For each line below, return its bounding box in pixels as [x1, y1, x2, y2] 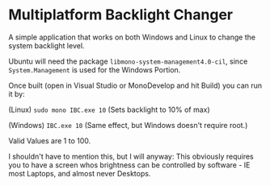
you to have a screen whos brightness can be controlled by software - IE [8, 159, 251, 170]
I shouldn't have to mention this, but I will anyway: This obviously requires [8, 151, 254, 161]
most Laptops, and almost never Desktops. [8, 168, 151, 178]
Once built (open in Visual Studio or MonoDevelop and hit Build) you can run [8, 81, 263, 90]
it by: [8, 89, 26, 98]
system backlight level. [8, 40, 85, 50]
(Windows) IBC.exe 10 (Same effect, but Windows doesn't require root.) [8, 120, 248, 130]
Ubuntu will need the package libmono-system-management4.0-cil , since [8, 56, 248, 66]
